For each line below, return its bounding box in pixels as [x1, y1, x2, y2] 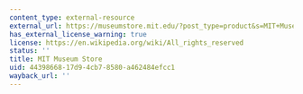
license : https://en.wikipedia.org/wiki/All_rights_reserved [9, 38, 244, 47]
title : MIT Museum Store [9, 55, 103, 64]
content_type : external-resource [9, 13, 135, 22]
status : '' [9, 47, 50, 56]
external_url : [9, 21, 63, 30]
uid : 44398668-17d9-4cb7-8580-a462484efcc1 [9, 64, 176, 73]
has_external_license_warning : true [9, 30, 147, 38]
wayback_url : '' [9, 72, 70, 81]
